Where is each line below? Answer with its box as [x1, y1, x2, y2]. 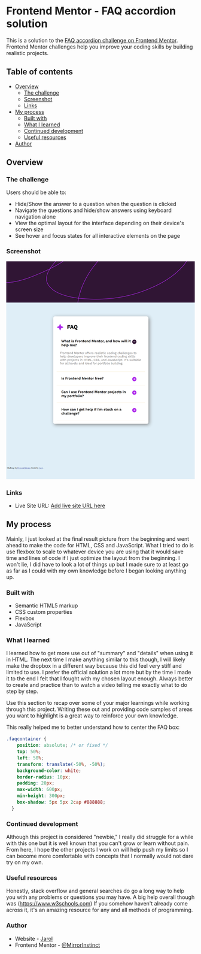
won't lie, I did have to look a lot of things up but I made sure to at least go [6, 561, 188, 568]
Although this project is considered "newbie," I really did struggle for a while [6, 834, 194, 841]
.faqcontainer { [6, 736, 47, 742]
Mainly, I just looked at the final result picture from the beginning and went [6, 535, 190, 543]
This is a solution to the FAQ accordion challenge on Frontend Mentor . [6, 37, 178, 44]
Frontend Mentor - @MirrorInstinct [14, 941, 100, 949]
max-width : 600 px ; [17, 786, 63, 793]
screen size [14, 226, 44, 233]
